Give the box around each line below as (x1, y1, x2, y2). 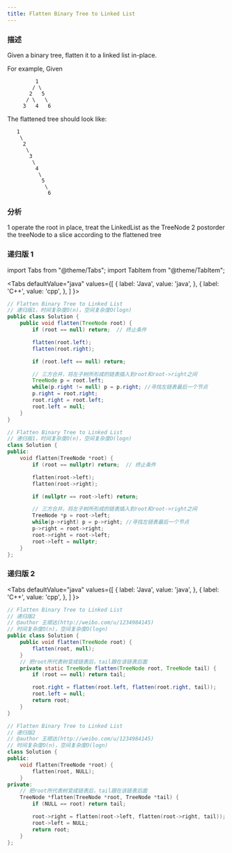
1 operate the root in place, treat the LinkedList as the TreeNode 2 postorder (7, 223, 225, 231)
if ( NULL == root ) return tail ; (32, 801, 127, 808)
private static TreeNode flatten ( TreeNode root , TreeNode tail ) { (20, 665, 217, 672)
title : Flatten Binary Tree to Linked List (7, 10, 136, 17)
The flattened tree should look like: (7, 115, 107, 123)
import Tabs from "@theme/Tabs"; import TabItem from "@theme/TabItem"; (7, 266, 225, 274)
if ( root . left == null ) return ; (32, 358, 127, 365)
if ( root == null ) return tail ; (32, 671, 127, 678)
